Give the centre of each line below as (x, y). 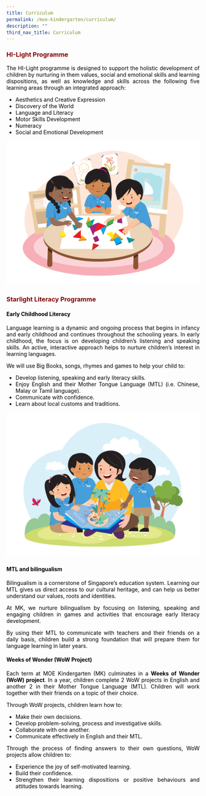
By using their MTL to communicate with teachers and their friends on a (103, 633)
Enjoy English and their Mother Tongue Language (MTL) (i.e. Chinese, (107, 384)
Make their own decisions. (48, 717)
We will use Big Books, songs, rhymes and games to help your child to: (96, 366)
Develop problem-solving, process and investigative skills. (89, 724)
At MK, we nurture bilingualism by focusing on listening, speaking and (103, 608)
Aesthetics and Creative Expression (60, 99)
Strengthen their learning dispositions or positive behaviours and (107, 780)
